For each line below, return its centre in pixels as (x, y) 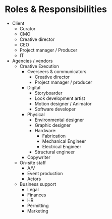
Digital (34, 87)
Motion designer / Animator (63, 103)
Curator (27, 28)
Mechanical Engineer (64, 141)
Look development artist (60, 98)
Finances (37, 195)
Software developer (55, 109)
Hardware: (45, 130)
